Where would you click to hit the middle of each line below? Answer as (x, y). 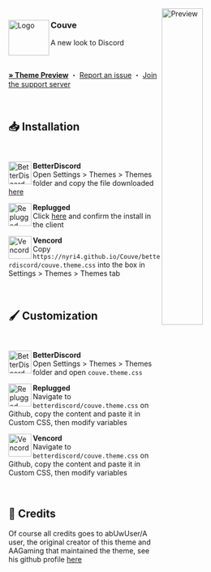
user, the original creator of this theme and (80, 542)
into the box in (121, 265)
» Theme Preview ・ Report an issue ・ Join (83, 75)
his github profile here (45, 559)
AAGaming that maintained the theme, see (79, 550)
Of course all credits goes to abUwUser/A (78, 533)
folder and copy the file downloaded (93, 183)
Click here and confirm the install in (92, 216)
